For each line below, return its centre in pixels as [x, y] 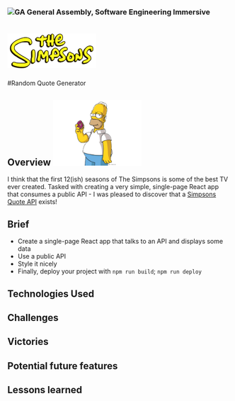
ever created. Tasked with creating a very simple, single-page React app [113, 187]
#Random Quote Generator [47, 83]
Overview [29, 162]
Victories [28, 342]
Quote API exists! [33, 202]
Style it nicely [38, 264]
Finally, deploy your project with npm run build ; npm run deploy [109, 271]
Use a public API [42, 256]
